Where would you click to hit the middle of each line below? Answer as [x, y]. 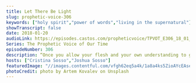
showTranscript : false [34, 28]
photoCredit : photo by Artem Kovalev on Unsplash [68, 71]
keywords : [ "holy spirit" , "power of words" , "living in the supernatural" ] [99, 22]
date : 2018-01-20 [27, 33]
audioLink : [19, 39]
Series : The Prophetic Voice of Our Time [57, 44]
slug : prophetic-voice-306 [39, 17]
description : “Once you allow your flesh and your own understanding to [96, 55]
